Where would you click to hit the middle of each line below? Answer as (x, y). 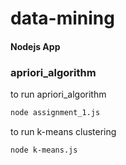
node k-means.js (44, 150)
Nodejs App (35, 46)
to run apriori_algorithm (58, 94)
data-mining (62, 18)
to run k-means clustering (63, 131)
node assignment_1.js (55, 113)
